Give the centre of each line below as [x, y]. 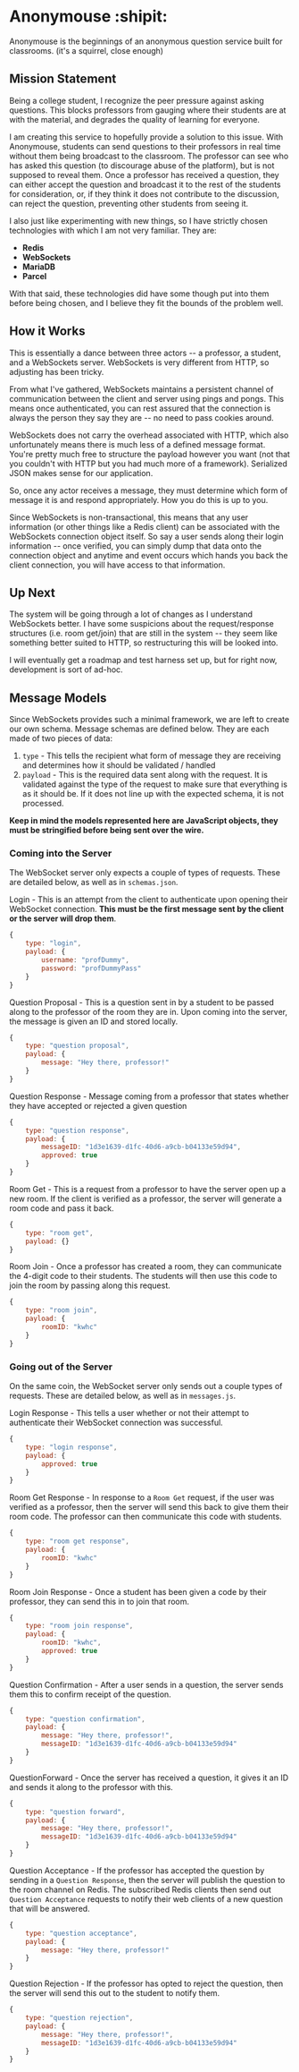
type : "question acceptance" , [82, 1933]
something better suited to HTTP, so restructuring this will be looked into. [144, 643]
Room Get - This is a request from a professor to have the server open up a [148, 1189]
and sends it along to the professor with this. [91, 1786]
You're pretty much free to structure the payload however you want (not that [149, 454]
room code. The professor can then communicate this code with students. [146, 1517]
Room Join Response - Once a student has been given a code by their [138, 1591]
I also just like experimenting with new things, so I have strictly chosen [138, 220]
